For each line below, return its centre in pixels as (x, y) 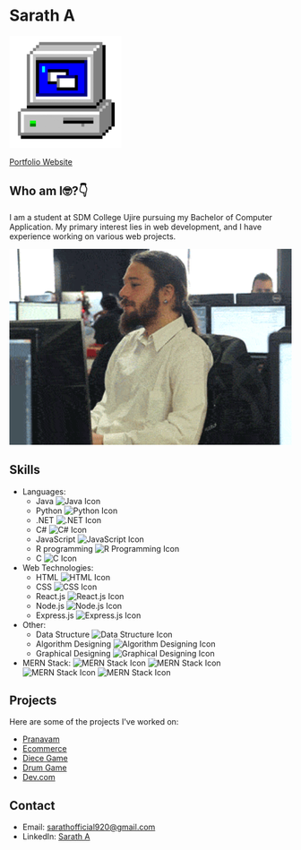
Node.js (50, 605)
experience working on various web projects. (93, 236)
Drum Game (44, 768)
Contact (32, 806)
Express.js (55, 615)
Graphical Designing (73, 653)
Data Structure (63, 634)
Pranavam (41, 739)
